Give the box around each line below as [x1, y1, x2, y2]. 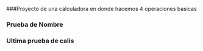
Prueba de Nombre [6, 20, 63, 29]
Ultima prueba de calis [6, 36, 74, 45]
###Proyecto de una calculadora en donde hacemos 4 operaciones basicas [6, 5, 197, 12]
